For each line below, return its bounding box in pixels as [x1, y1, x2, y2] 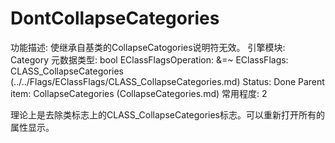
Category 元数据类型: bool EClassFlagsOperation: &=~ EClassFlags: [10, 53, 289, 66]
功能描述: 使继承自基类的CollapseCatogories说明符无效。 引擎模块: [10, 41, 286, 53]
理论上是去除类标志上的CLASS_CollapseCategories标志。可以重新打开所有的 [10, 108, 326, 121]
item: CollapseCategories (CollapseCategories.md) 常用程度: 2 [10, 87, 268, 99]
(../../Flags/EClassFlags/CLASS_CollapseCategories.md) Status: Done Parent [10, 75, 325, 87]
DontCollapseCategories [10, 7, 220, 30]
